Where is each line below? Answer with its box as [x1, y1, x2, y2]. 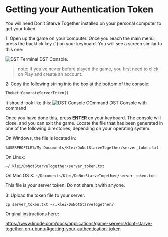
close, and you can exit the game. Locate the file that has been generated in [5, 120, 163, 126]
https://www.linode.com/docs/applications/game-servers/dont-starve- [5, 220, 153, 226]
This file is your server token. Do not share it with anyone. [5, 182, 125, 188]
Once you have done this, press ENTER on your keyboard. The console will [5, 115, 161, 121]
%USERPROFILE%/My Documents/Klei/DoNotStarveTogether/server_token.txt [5, 145, 159, 150]
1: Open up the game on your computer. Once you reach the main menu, [5, 35, 155, 41]
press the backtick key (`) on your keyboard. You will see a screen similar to [5, 40, 162, 46]
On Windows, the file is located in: [5, 135, 77, 141]
